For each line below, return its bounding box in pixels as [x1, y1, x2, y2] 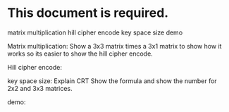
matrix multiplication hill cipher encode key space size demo [7, 28, 183, 37]
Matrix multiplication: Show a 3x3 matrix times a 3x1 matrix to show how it [7, 42, 222, 50]
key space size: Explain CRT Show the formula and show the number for [7, 76, 217, 85]
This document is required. [7, 5, 169, 21]
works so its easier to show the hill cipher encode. [7, 49, 153, 58]
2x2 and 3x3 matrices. [7, 84, 73, 92]
